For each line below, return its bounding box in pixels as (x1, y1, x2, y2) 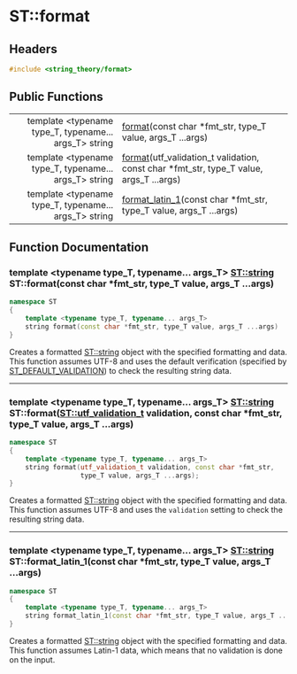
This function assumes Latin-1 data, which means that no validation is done (9, 645, 283, 655)
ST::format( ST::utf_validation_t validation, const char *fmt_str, (9, 407, 283, 419)
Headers (9, 42, 57, 57)
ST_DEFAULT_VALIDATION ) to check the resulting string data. (9, 365, 232, 376)
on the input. (9, 654, 56, 665)
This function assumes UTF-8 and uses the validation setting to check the (9, 505, 283, 515)
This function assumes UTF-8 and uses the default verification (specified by (9, 356, 287, 367)
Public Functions (9, 89, 103, 105)
